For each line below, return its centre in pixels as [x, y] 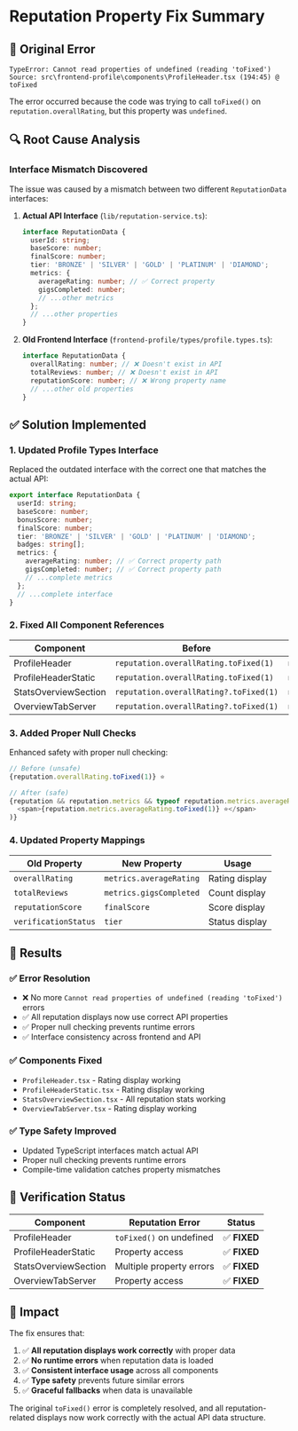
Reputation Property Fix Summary [137, 16]
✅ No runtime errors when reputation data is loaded [118, 1361]
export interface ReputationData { [75, 495]
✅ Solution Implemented [78, 425]
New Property [152, 863]
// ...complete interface [65, 594]
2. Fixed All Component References [87, 625]
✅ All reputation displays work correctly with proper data [129, 1350]
